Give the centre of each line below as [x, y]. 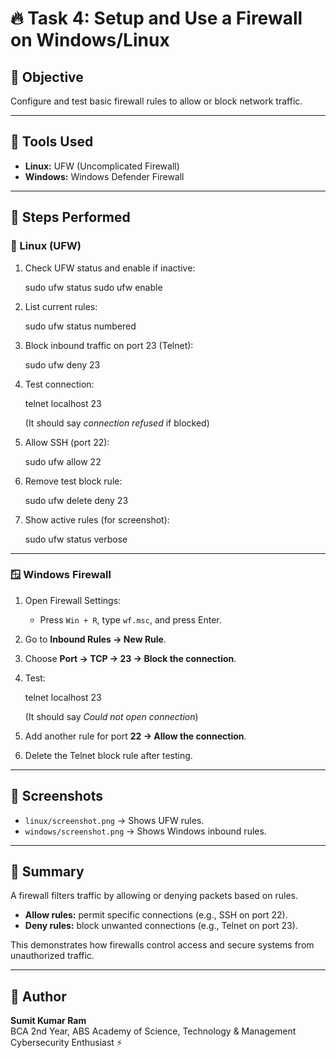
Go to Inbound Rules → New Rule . [95, 639]
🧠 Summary [47, 871]
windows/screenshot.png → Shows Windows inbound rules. [145, 831]
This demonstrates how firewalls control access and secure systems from [162, 945]
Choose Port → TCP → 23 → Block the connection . [130, 658]
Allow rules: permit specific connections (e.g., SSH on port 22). [156, 915]
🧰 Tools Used [52, 142]
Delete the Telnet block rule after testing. [108, 755]
